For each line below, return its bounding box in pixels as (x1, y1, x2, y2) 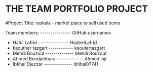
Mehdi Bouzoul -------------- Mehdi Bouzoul (12, 50, 106, 56)
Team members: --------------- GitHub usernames (5, 29, 111, 35)
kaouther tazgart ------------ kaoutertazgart (12, 45, 105, 51)
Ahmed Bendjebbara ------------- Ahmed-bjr (12, 55, 107, 61)
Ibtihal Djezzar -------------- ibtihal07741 (12, 61, 99, 67)
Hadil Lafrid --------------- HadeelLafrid (12, 39, 97, 46)
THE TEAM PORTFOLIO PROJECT (5, 3, 148, 15)
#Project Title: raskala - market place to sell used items (5, 20, 121, 26)
